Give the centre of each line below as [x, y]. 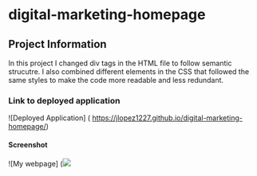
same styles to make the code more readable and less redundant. [116, 80]
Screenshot [28, 144]
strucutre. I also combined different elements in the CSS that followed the [129, 72]
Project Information [57, 44]
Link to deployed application [64, 100]
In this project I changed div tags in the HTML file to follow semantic [120, 63]
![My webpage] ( [36, 163]
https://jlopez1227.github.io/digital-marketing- [168, 118]
